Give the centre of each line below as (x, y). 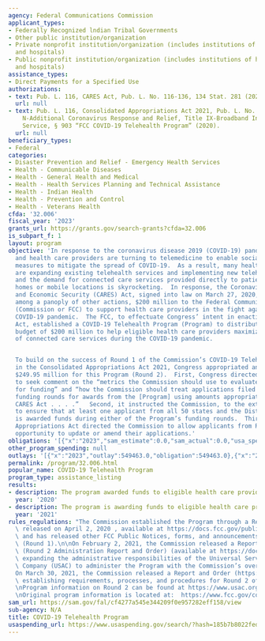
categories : (28, 155)
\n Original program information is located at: (95, 595)
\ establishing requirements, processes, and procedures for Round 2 (132, 581)
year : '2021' (37, 515)
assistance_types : (38, 74)
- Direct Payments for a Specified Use (74, 81)
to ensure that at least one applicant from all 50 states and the (129, 412)
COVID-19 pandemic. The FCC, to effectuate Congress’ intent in (125, 317)
